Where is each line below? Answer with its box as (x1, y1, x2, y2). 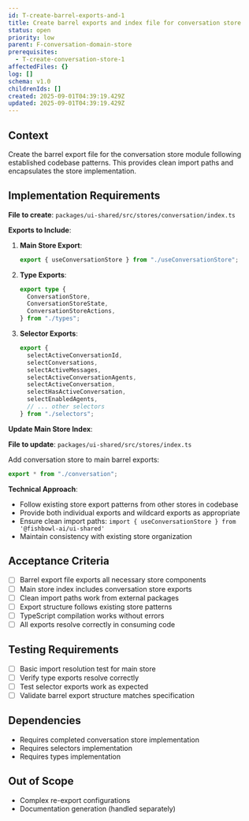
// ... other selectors (27, 403, 105, 410)
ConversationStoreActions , (27, 307, 116, 315)
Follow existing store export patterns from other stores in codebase (19, 500, 239, 509)
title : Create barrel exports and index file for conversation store (8, 19, 242, 27)
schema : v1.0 (8, 77, 51, 85)
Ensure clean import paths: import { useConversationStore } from (19, 516, 236, 526)
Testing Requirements (8, 643, 119, 656)
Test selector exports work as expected (19, 682, 148, 691)
